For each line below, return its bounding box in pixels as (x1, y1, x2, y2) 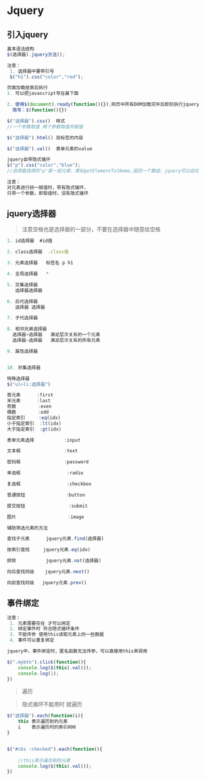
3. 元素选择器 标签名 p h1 (7, 260, 74, 266)
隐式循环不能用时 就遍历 (21, 700, 83, 708)
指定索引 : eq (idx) (7, 415, 61, 421)
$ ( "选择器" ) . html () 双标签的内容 (7, 134, 84, 140)
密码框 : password (7, 459, 89, 465)
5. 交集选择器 (7, 281, 38, 288)
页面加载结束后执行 (7, 85, 48, 91)
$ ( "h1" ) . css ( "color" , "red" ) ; (9, 74, 84, 80)
